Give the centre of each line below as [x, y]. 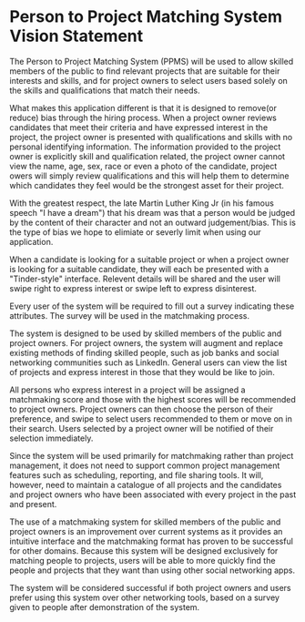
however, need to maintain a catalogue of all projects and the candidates [146, 484]
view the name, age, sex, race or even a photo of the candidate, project [143, 166]
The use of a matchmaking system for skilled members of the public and [145, 522]
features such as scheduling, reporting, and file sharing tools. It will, [137, 474]
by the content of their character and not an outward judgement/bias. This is [152, 222]
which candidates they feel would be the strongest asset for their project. [147, 185]
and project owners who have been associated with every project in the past [153, 495]
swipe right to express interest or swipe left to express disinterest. [133, 288]
